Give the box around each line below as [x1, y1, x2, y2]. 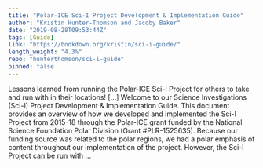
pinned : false [8, 63, 55, 71]
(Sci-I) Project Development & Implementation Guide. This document [8, 100, 230, 110]
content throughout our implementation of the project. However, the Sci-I [8, 142, 244, 152]
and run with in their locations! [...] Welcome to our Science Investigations [8, 92, 247, 102]
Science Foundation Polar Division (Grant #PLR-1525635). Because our [8, 126, 238, 135]
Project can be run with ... [8, 151, 92, 160]
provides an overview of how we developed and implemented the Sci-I [8, 109, 237, 119]
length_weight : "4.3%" [8, 48, 82, 56]
